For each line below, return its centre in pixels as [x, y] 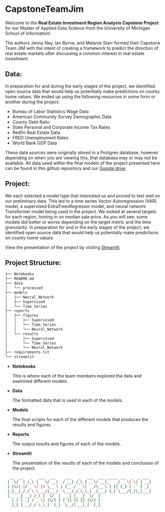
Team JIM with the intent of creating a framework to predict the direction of [82, 48]
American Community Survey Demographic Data [62, 117]
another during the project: [33, 102]
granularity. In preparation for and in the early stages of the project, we [77, 227]
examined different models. [40, 381]
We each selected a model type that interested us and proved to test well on [83, 196]
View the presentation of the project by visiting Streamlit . [63, 247]
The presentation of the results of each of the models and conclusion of [85, 463]
